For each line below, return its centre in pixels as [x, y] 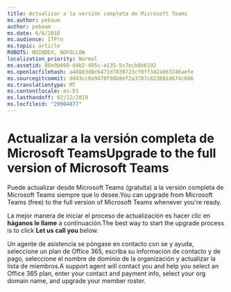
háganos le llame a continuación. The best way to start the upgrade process [115, 222]
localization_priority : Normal [52, 59]
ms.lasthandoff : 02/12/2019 [48, 98]
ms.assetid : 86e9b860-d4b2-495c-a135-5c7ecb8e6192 [82, 65]
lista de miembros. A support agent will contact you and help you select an [113, 266]
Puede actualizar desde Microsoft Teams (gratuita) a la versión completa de [115, 187]
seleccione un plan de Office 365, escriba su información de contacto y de [114, 251]
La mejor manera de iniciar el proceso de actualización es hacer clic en [109, 216]
